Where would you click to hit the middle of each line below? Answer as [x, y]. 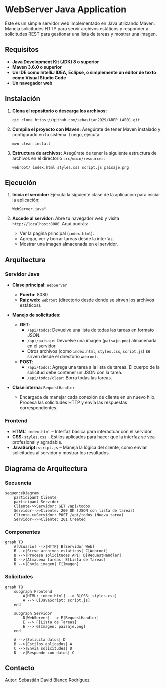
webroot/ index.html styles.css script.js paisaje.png [71, 167]
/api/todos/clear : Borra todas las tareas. [70, 378]
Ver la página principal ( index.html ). [57, 233]
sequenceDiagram [22, 493]
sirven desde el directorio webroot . [63, 357]
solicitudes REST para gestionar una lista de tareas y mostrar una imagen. [81, 34]
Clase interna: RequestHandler [43, 388]
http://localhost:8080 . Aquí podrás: [50, 224]
